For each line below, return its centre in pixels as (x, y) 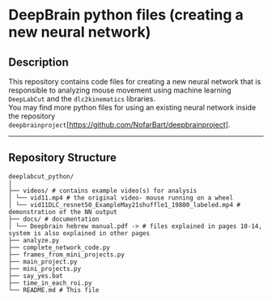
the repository (32, 116)
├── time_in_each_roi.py (50, 283)
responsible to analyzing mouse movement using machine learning (120, 90)
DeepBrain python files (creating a (126, 15)
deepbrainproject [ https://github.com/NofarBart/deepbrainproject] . (119, 125)
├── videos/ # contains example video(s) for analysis (103, 191)
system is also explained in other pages (79, 233)
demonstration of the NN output (63, 212)
